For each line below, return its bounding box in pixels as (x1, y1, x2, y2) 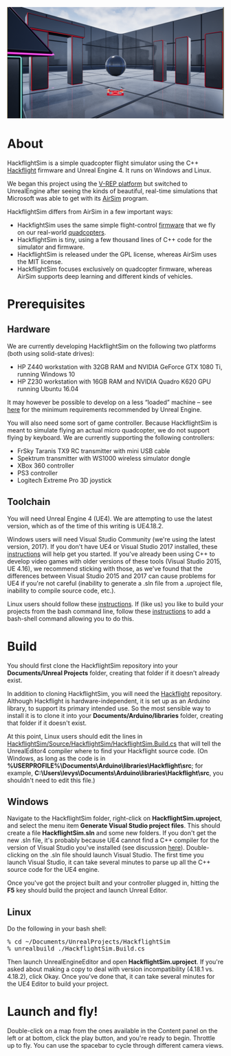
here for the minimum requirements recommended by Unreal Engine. (7, 405, 202, 413)
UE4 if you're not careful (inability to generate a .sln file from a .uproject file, (7, 579, 223, 587)
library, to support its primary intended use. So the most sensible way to (7, 704, 211, 713)
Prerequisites (7, 297, 86, 312)
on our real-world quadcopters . (16, 228, 107, 237)
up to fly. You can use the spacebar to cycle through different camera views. (7, 1042, 224, 1050)
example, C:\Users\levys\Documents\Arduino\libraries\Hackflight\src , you (7, 768, 223, 777)
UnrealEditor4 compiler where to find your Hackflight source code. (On (7, 746, 208, 755)
